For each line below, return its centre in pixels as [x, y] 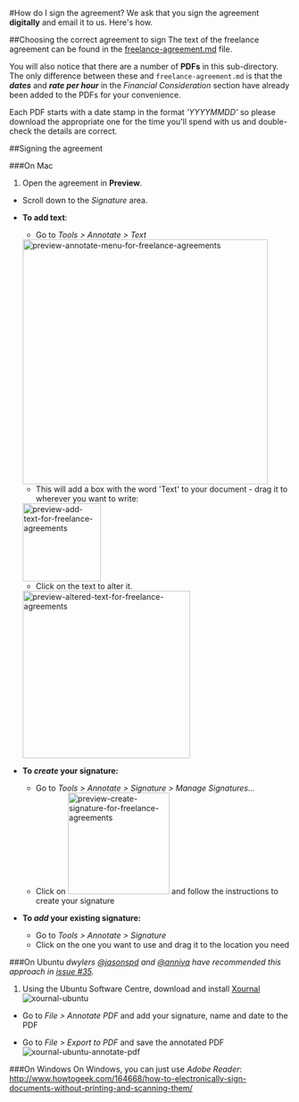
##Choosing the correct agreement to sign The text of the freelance [134, 40]
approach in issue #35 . [52, 971]
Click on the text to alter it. [84, 586]
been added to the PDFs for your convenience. [95, 95]
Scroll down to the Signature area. [85, 200]
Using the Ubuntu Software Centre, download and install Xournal [141, 989]
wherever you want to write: [87, 498]
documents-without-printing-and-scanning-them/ [101, 1088]
